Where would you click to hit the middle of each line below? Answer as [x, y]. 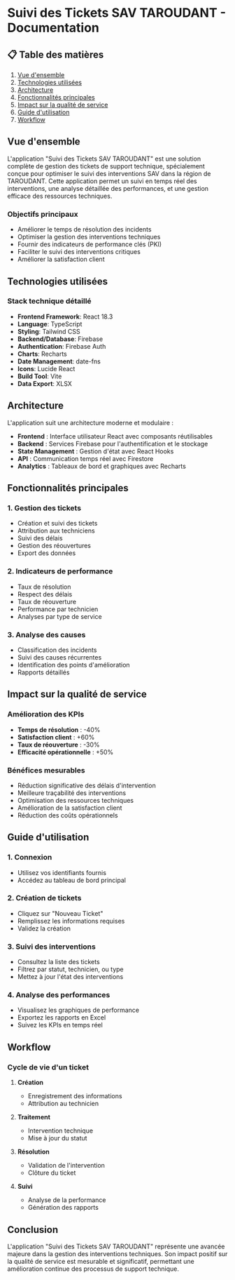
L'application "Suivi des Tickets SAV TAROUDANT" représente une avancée [116, 1246]
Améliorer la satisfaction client [61, 259]
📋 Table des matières [56, 54]
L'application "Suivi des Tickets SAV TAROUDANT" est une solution [104, 159]
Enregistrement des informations [75, 1096]
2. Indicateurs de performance [60, 571]
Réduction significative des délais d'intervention [86, 785]
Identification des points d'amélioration [74, 665]
